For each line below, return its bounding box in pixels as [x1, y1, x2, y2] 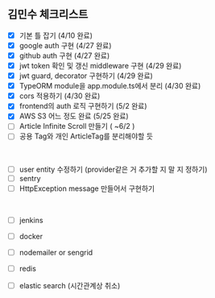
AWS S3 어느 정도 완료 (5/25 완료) [19, 111, 130, 121]
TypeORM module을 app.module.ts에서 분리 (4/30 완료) [19, 81, 201, 91]
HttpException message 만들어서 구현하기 [19, 184, 155, 193]
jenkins [19, 215, 43, 225]
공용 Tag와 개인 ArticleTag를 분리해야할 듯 [19, 131, 154, 141]
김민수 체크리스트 [7, 7, 89, 22]
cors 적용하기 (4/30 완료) [19, 91, 101, 101]
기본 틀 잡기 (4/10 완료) [19, 31, 93, 40]
